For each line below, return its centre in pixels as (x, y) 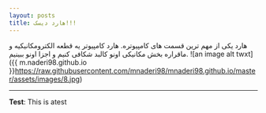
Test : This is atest (38, 102)
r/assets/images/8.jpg (45, 79)
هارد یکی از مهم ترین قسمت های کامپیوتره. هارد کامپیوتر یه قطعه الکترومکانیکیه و (128, 45)
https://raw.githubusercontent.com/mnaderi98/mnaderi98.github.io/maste (135, 70)
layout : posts (32, 15)
